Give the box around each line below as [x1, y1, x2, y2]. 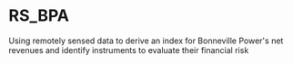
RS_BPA [8, 5, 70, 26]
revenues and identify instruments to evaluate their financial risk [8, 44, 249, 55]
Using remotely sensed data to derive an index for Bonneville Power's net [8, 35, 284, 46]
